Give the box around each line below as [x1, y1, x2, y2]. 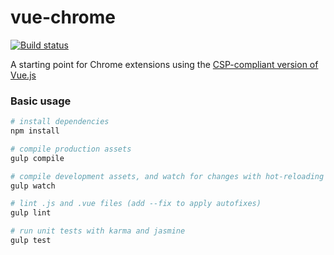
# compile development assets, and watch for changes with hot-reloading [10, 171, 325, 181]
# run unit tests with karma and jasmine [10, 226, 186, 236]
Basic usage [10, 94, 72, 108]
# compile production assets [10, 144, 132, 154]
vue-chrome [10, 6, 117, 29]
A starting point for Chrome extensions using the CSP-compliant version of [10, 58, 319, 70]
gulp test [10, 236, 52, 246]
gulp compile [10, 153, 65, 163]
